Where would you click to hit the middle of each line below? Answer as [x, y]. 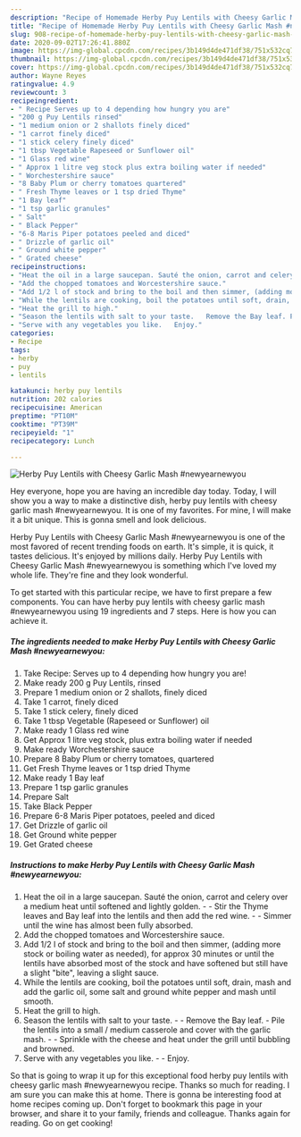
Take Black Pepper [58, 806]
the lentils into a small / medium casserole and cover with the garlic [147, 1030]
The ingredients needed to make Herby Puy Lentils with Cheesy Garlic [143, 641]
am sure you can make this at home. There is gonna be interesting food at [146, 1095]
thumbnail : [30, 59]
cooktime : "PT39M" [44, 424]
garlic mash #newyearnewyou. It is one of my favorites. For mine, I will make [151, 510]
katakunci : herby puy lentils [67, 391]
